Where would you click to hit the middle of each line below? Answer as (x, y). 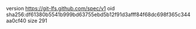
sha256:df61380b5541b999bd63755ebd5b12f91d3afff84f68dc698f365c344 (98, 14)
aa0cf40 (16, 21)
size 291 (37, 21)
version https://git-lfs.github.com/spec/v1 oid (61, 8)
